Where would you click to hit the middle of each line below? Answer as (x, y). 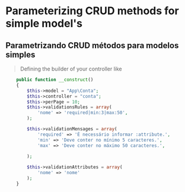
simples (20, 55)
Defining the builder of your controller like (71, 69)
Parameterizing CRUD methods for (92, 11)
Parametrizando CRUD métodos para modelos (92, 45)
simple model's (44, 23)
